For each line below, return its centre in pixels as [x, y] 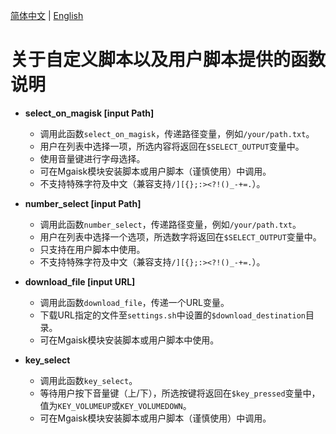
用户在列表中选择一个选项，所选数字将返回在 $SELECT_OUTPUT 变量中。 [180, 236]
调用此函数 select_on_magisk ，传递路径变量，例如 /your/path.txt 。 [177, 133]
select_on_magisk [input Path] [89, 113]
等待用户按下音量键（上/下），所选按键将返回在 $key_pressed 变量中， [180, 393]
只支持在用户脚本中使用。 [92, 249]
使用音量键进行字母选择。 [92, 158]
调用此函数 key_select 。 [88, 380]
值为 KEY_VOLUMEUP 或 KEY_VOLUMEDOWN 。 [115, 405]
